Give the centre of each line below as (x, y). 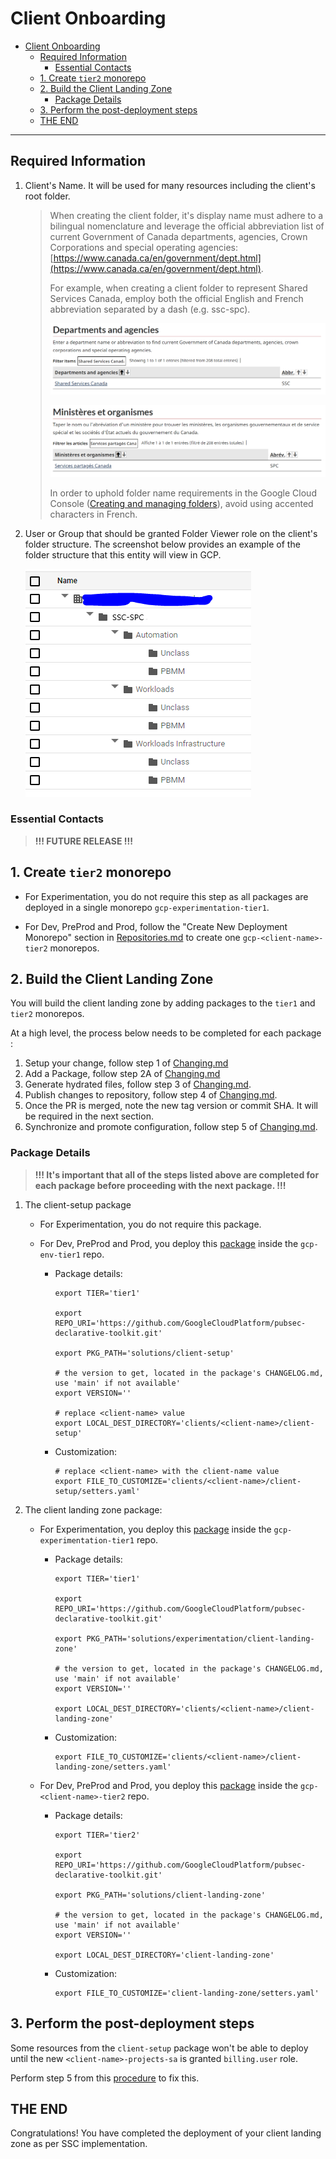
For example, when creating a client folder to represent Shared (178, 288)
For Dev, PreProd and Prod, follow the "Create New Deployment (156, 926)
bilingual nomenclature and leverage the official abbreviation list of (187, 226)
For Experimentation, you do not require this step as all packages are (166, 896)
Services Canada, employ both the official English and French (176, 298)
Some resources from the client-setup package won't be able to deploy (159, 2048)
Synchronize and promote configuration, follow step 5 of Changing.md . (171, 1127)
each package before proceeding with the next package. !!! (160, 1185)
